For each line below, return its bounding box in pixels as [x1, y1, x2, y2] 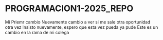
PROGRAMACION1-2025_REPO [5, 3, 134, 14]
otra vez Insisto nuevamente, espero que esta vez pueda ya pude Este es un [5, 24, 158, 30]
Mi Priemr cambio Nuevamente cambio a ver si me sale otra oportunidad [5, 19, 151, 25]
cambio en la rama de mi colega [5, 29, 69, 35]
